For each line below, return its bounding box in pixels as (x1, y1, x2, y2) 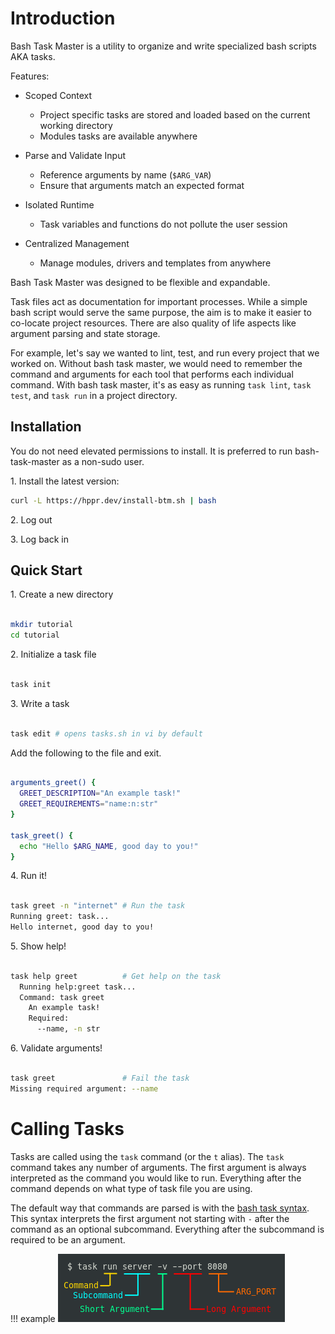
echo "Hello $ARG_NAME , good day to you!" (19, 841, 199, 851)
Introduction (10, 7, 116, 30)
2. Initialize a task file (10, 648, 97, 661)
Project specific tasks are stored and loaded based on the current (39, 108, 311, 121)
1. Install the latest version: (10, 475, 120, 487)
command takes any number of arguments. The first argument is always (10, 1161, 307, 1173)
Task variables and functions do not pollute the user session (39, 218, 288, 230)
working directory (39, 119, 113, 131)
